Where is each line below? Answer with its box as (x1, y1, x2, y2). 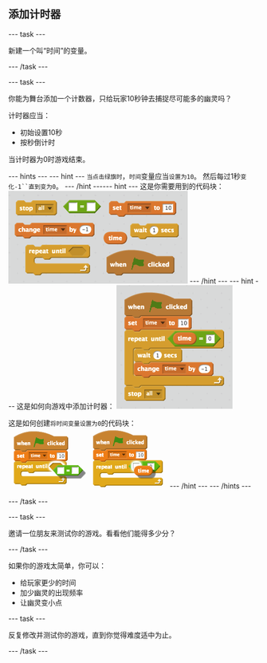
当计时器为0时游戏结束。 (8, 154, 90, 164)
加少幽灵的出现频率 (19, 587, 84, 597)
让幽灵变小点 (19, 598, 62, 607)
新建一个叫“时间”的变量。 (8, 45, 92, 55)
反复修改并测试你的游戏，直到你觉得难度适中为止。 (8, 629, 176, 640)
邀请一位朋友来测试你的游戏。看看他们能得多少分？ (8, 528, 176, 538)
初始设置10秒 (19, 127, 63, 137)
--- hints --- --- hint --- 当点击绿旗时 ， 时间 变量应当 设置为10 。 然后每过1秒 (8, 171, 241, 181)
